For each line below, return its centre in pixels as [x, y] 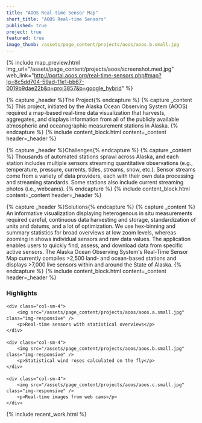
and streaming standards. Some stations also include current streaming [95, 182]
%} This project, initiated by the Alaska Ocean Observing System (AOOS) [97, 106]
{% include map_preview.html [43, 63]
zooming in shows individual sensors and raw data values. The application [99, 239]
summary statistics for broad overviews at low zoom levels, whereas [91, 232]
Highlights [22, 293]
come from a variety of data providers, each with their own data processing [100, 176]
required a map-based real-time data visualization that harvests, [86, 113]
